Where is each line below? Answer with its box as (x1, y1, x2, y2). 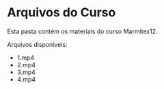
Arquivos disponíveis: (7, 40, 68, 48)
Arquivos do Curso (7, 5, 116, 20)
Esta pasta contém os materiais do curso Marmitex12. (7, 27, 158, 35)
